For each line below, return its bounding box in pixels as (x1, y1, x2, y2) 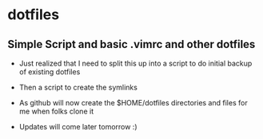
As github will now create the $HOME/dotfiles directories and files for (18, 98, 249, 107)
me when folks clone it (18, 106, 94, 116)
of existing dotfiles (18, 67, 81, 77)
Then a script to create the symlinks (18, 82, 137, 92)
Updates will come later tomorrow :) (18, 122, 137, 131)
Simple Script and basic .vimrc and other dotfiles (7, 38, 256, 51)
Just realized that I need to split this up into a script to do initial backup (18, 58, 253, 68)
